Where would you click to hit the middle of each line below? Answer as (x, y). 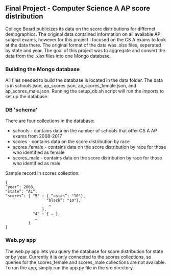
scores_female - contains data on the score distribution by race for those (89, 147)
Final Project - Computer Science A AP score (78, 8)
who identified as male (36, 164)
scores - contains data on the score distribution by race (71, 142)
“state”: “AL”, (21, 192)
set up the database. (27, 97)
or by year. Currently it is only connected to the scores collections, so (78, 257)
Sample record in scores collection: (43, 173)
